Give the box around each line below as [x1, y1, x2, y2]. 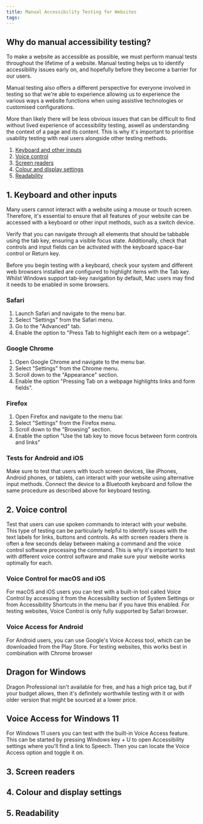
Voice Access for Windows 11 [6, 714, 119, 724]
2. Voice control [6, 504, 67, 515]
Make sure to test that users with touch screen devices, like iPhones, [6, 468, 178, 475]
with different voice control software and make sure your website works [6, 553, 186, 560]
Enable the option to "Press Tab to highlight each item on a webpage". [15, 329, 190, 337]
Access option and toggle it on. [6, 749, 84, 756]
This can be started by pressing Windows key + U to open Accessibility [6, 736, 185, 743]
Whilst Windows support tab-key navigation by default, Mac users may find [6, 274, 195, 282]
